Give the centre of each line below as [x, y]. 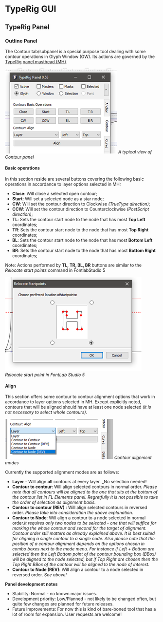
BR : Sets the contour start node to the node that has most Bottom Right [84, 251]
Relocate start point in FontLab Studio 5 [45, 375]
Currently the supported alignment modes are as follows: [62, 472]
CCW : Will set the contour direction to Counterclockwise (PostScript [81, 209]
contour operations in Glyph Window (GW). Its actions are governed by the [80, 57]
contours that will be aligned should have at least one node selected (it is [78, 407]
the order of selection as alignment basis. [54, 502]
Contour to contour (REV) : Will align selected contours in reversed [80, 508]
